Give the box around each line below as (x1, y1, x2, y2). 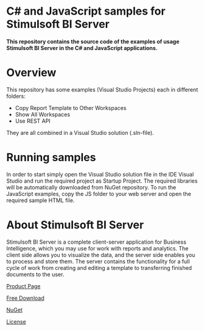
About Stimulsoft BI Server (6, 218, 144, 231)
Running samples (6, 150, 96, 164)
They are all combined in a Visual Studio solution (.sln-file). (6, 129, 154, 136)
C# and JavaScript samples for (6, 4, 166, 18)
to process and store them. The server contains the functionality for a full (6, 258, 190, 265)
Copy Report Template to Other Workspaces (15, 104, 127, 111)
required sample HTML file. (6, 197, 75, 204)
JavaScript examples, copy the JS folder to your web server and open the (6, 190, 192, 197)
